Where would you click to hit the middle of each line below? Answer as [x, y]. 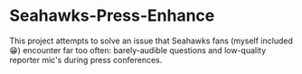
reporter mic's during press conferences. [86, 60]
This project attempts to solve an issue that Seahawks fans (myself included [151, 41]
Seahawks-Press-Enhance [112, 16]
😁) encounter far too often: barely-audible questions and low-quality [138, 50]
